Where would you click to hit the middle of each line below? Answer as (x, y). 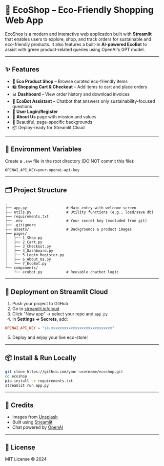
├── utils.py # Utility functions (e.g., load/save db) (79, 212)
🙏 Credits (20, 405)
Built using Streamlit (32, 422)
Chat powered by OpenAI (38, 427)
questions (22, 106)
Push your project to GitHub (40, 304)
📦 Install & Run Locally (41, 358)
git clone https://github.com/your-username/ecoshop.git (64, 372)
